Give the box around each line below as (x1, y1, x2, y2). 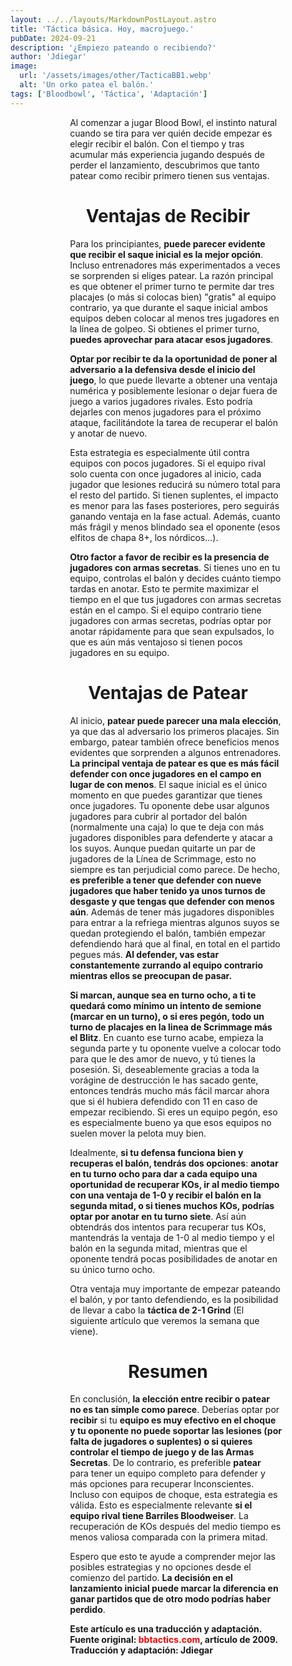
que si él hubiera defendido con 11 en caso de (69, 1095, 258, 1107)
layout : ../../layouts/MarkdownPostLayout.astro (10, 14, 217, 25)
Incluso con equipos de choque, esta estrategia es (69, 1489, 278, 1501)
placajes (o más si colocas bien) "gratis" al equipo (69, 291, 277, 303)
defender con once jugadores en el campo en (69, 767, 262, 780)
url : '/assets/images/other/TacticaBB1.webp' (19, 71, 213, 81)
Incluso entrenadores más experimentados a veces (69, 259, 281, 271)
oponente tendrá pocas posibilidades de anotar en (69, 1252, 278, 1265)
